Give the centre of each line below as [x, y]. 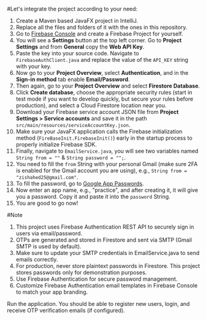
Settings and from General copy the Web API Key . [80, 47]
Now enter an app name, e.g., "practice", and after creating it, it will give [107, 190]
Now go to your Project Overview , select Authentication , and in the [102, 73]
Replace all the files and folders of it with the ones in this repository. [101, 27]
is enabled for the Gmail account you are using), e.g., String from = [101, 170]
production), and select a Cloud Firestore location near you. [91, 105]
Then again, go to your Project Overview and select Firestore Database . [108, 86]
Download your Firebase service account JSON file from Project [97, 112]
